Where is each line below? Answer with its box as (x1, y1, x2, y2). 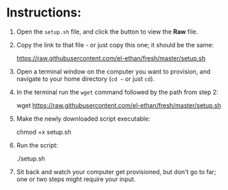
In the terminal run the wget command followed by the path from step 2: (16, 88, 219, 96)
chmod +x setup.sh (16, 128, 71, 136)
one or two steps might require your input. (16, 175, 136, 183)
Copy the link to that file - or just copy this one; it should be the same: (16, 40, 214, 49)
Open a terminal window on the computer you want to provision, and (16, 67, 211, 75)
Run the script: (16, 141, 58, 149)
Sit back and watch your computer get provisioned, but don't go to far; (16, 167, 217, 176)
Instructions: (6, 5, 82, 21)
